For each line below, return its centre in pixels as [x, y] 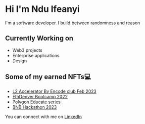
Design [20, 61]
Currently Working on [39, 38]
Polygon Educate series [36, 102]
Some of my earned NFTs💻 [48, 77]
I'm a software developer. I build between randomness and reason [72, 23]
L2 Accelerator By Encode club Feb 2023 [54, 91]
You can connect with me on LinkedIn [44, 117]
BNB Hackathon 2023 [34, 107]
